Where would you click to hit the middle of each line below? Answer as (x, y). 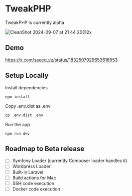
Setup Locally (27, 76)
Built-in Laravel (28, 172)
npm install (17, 97)
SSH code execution (33, 183)
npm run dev (17, 133)
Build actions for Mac (34, 178)
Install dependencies (27, 87)
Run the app (18, 124)
